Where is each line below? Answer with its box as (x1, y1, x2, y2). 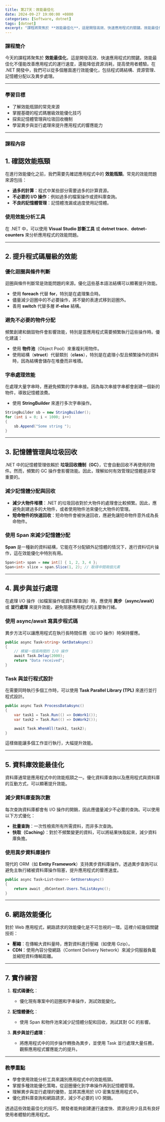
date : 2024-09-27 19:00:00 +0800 (5, 12, 74, 17)
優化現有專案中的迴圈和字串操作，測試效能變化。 (19, 998, 119, 1004)
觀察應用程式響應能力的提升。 (19, 1046, 80, 1052)
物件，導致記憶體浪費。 (5, 390, 53, 396)
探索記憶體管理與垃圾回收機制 (12, 116, 73, 122)
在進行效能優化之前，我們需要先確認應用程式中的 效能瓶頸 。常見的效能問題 (5, 171, 157, 177)
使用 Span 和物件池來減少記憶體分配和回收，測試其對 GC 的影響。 (19, 1019, 153, 1025)
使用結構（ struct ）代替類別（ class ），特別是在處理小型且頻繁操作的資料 (12, 351, 159, 357)
